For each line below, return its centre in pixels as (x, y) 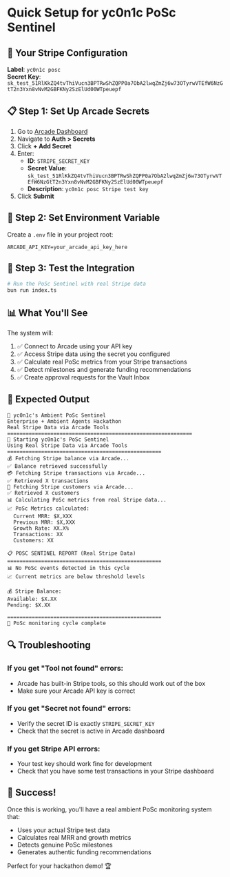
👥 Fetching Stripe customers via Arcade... (71, 487)
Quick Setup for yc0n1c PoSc (92, 13)
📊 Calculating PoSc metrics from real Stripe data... (87, 500)
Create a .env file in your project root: (60, 234)
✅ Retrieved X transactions (48, 481)
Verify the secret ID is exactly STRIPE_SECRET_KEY (86, 723)
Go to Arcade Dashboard (52, 131)
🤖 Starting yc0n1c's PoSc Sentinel (58, 440)
